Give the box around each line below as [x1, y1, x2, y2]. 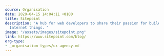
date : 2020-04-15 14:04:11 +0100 [5, 12, 73, 17]
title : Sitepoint [5, 16, 41, 21]
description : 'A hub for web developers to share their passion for [5, 20, 147, 26]
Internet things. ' [9, 25, 49, 30]
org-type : [5, 39, 25, 44]
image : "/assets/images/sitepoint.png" [5, 30, 86, 35]
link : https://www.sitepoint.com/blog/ [5, 35, 86, 39]
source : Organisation [5, 7, 49, 12]
